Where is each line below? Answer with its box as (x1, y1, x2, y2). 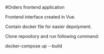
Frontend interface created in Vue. (5, 14, 76, 19)
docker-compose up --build (5, 43, 62, 49)
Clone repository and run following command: (5, 33, 100, 39)
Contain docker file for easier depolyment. (5, 23, 92, 29)
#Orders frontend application (5, 4, 65, 10)
